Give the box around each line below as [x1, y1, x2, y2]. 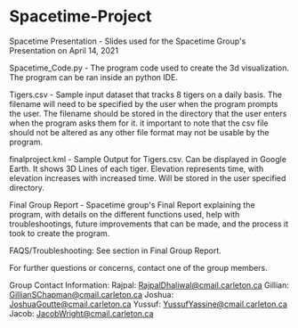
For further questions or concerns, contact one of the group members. [9, 262, 269, 273]
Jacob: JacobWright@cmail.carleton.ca [9, 307, 154, 318]
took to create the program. [9, 227, 110, 238]
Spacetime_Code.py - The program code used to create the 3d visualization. [9, 62, 290, 73]
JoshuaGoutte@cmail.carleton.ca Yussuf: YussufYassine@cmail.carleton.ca [9, 299, 287, 309]
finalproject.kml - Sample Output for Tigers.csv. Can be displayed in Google [9, 153, 287, 164]
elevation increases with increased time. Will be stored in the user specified [9, 172, 286, 184]
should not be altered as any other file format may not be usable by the [9, 127, 270, 137]
